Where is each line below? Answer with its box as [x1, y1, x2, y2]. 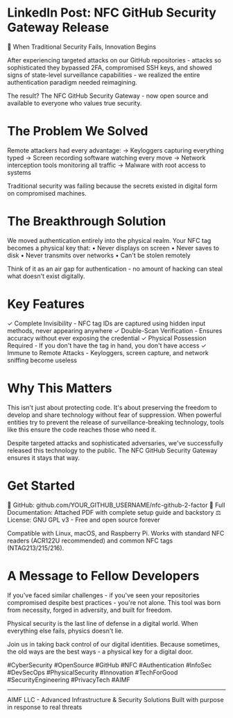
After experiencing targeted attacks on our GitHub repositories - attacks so [7, 55, 222, 64]
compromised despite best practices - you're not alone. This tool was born [7, 598, 221, 606]
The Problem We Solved [7, 123, 148, 139]
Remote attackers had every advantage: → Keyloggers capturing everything [7, 146, 224, 154]
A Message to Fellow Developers [7, 567, 200, 583]
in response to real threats [7, 703, 83, 711]
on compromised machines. [7, 189, 87, 197]
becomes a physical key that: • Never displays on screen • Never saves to [7, 243, 220, 252]
